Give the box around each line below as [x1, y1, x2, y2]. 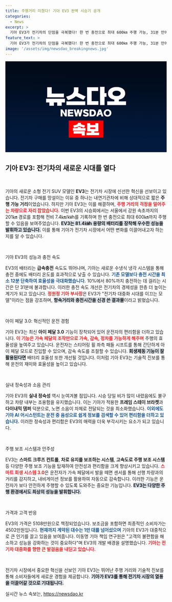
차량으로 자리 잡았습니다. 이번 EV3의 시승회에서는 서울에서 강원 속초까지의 [10, 208, 159, 214]
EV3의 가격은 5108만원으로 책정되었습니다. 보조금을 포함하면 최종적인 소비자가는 [5, 520, 166, 526]
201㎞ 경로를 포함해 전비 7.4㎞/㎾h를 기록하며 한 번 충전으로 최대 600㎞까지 [5, 214, 157, 220]
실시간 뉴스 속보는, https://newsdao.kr [5, 591, 83, 597]
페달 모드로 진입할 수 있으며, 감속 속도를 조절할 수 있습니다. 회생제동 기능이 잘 [10, 348, 164, 354]
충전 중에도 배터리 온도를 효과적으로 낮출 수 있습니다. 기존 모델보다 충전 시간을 [5, 271, 160, 277]
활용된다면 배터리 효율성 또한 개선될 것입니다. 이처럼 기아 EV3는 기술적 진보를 [5, 354, 160, 361]
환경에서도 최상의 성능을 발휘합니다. [10, 488, 81, 495]
